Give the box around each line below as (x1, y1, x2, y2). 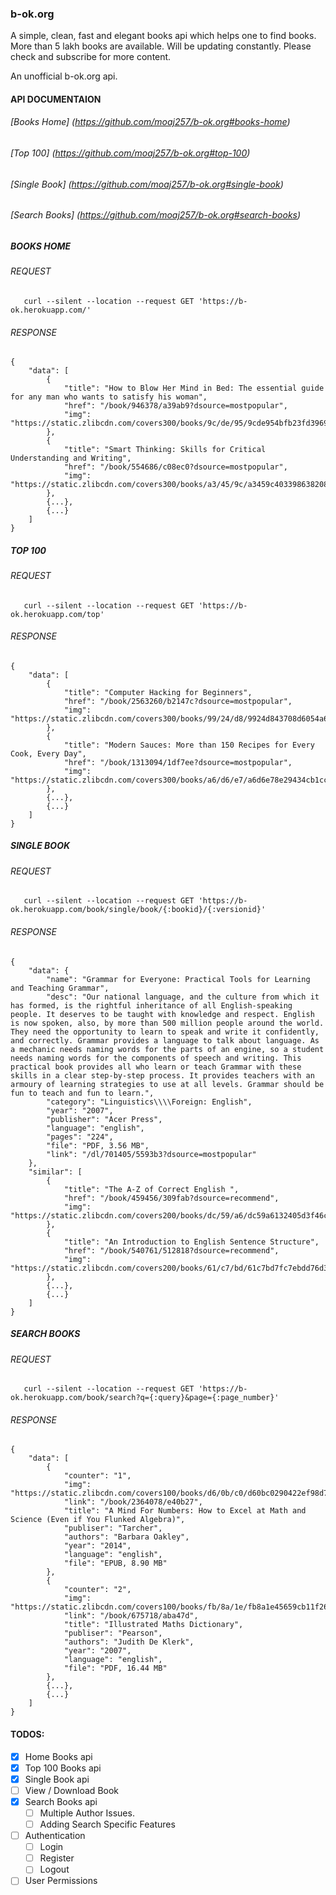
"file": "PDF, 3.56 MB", (46, 1140, 150, 1151)
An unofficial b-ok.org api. (10, 70, 118, 82)
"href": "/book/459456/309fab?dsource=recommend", (63, 1193, 280, 1203)
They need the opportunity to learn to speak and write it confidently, (10, 1027, 320, 1037)
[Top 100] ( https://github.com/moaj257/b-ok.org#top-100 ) (10, 147, 251, 159)
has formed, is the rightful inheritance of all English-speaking (10, 1000, 293, 1011)
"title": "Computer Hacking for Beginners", (63, 687, 253, 697)
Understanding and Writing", (10, 453, 132, 464)
